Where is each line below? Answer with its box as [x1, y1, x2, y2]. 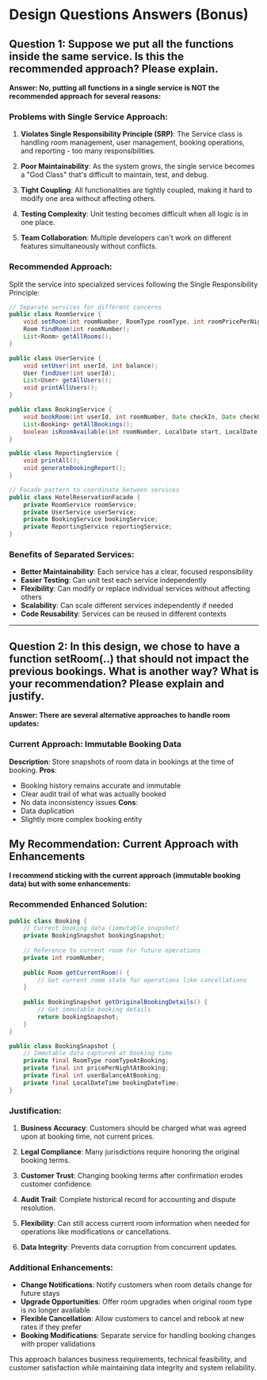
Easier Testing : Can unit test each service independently [20, 576, 207, 585]
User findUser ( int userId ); [23, 369, 116, 377]
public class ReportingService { [9, 449, 120, 457]
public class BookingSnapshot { [9, 1042, 116, 1050]
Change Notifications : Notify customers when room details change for [20, 1280, 253, 1289]
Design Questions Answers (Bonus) [9, 6, 249, 24]
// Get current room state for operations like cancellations [37, 976, 247, 984]
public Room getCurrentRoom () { [23, 969, 130, 977]
